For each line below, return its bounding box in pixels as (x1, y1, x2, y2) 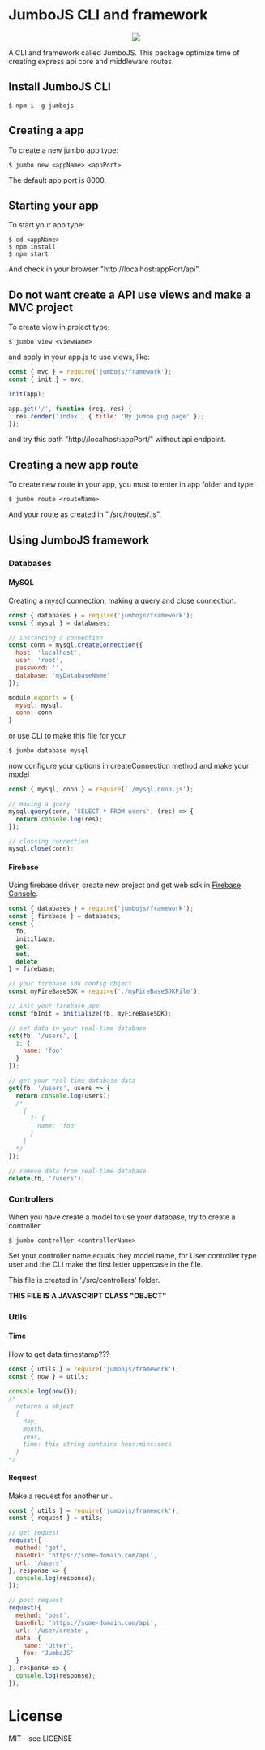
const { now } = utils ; (8, 1372, 89, 1380)
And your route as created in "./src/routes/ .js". (8, 509, 162, 519)
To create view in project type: (8, 323, 110, 332)
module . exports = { (8, 693, 75, 702)
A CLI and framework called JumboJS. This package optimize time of (8, 47, 241, 58)
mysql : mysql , (15, 701, 63, 709)
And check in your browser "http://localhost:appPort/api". (8, 264, 201, 274)
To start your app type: (8, 220, 85, 230)
